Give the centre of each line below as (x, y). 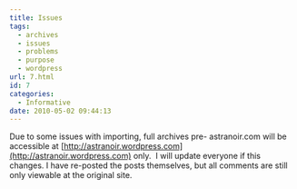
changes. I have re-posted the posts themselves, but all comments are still (148, 165)
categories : (32, 94)
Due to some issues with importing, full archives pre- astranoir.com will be (148, 136)
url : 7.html (32, 77)
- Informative (44, 102)
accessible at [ (37, 146)
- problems (38, 52)
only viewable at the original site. (71, 175)
